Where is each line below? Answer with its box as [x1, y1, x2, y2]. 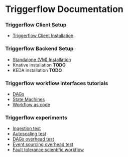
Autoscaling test [12, 131, 47, 137]
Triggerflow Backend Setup [5, 45, 74, 52]
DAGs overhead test [12, 136, 54, 142]
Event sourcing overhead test [12, 141, 74, 147]
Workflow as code [12, 101, 50, 108]
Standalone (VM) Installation [12, 56, 71, 62]
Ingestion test [12, 125, 41, 131]
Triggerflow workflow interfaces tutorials [5, 79, 108, 86]
